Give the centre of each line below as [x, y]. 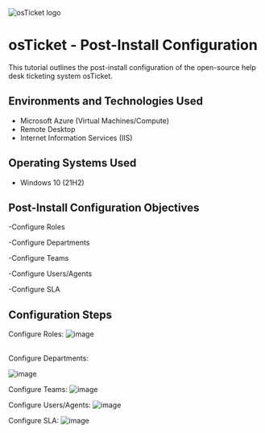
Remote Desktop [48, 129]
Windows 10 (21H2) [52, 182]
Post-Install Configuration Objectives [104, 207]
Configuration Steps [60, 314]
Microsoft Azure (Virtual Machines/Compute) [95, 121]
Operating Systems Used [72, 163]
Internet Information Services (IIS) [76, 138]
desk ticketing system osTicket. [60, 76]
